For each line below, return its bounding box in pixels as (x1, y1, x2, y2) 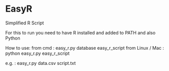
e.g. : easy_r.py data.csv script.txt (5, 60, 76, 66)
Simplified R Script (5, 20, 44, 26)
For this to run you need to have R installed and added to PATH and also (5, 29, 156, 35)
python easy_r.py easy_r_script (5, 50, 70, 56)
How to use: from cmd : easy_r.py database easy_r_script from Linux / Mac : (5, 45, 164, 51)
